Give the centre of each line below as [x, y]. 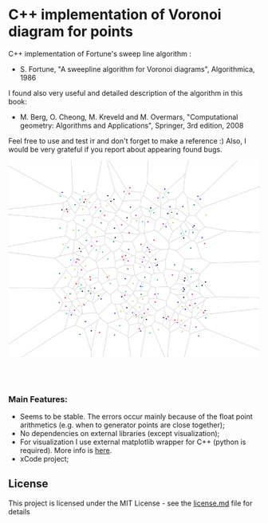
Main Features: [38, 399]
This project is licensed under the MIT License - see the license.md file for [130, 503]
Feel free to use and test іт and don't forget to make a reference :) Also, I [127, 140]
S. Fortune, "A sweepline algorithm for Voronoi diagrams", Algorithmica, [137, 69]
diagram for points [71, 31]
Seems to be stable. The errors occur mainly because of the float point [136, 416]
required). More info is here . [66, 450]
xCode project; [44, 458]
